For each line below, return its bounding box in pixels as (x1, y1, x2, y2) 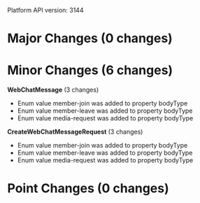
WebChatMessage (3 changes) (7, 85, 99, 94)
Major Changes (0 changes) (7, 31, 173, 46)
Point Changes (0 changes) (7, 181, 169, 197)
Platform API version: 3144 (7, 6, 84, 14)
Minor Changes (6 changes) (7, 62, 173, 78)
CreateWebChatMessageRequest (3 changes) (7, 127, 143, 136)
